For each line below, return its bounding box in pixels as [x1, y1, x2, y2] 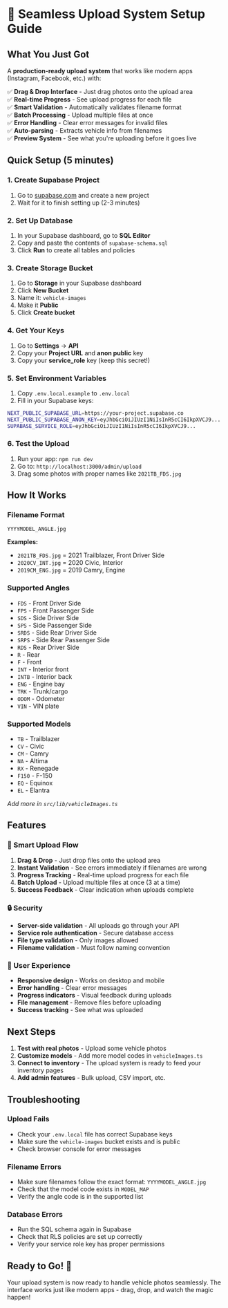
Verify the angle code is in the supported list [17, 1193, 144, 1201]
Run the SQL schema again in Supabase [17, 1225, 132, 1233]
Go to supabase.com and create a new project [17, 191, 150, 199]
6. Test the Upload [7, 439, 70, 449]
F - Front [17, 657, 42, 666]
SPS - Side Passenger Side [17, 621, 92, 629]
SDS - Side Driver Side [17, 613, 79, 622]
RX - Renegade [17, 764, 59, 773]
